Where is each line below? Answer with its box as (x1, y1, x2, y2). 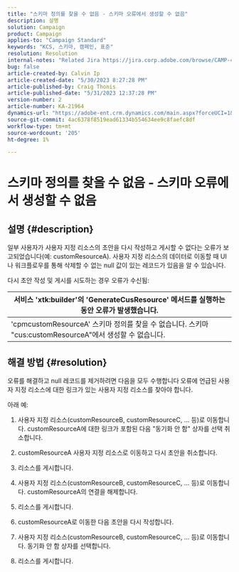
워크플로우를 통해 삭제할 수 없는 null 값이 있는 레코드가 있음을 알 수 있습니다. (14, 261, 226, 270)
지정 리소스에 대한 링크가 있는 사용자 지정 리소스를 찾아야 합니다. (14, 385, 193, 394)
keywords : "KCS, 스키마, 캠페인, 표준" (7, 43, 114, 50)
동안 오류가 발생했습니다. (80, 306, 159, 315)
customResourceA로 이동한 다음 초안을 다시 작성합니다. (17, 518, 174, 527)
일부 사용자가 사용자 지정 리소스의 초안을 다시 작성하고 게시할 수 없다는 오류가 (7, 243, 222, 252)
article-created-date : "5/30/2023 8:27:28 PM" (7, 76, 148, 84)
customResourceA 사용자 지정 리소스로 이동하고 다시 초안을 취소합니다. (17, 448, 218, 457)
